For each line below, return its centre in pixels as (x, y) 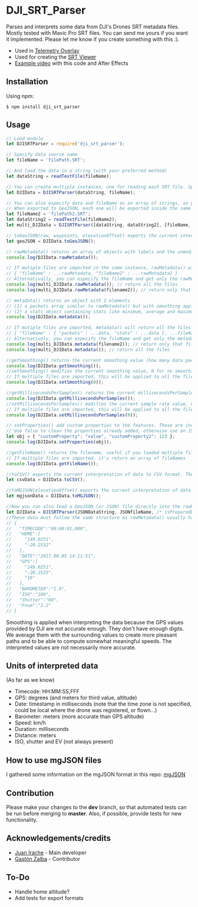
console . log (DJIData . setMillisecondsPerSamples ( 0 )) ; (72, 415)
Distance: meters (35, 735)
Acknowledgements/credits (58, 838)
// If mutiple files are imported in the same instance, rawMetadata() (96, 268)
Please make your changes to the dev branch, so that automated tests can (96, 807)
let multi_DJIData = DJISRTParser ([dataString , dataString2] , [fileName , (99, 225)
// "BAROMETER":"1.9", (37, 589)
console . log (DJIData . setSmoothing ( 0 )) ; (55, 382)
